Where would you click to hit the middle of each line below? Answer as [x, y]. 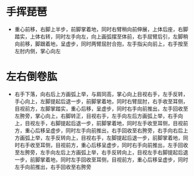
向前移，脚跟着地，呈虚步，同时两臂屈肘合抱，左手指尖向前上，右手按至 [101, 44]
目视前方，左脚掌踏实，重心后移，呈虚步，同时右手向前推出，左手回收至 [101, 108]
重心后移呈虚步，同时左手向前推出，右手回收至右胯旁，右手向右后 [104, 130]
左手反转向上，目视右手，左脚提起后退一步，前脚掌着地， [114, 138]
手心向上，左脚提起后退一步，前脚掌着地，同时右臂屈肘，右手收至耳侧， [101, 101]
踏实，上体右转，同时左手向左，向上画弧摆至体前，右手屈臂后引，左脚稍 [101, 36]
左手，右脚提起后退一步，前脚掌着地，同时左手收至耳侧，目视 [109, 123]
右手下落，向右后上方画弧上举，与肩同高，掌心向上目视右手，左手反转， [101, 94]
